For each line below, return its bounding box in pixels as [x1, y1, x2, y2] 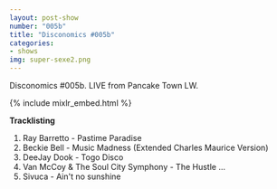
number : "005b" [9, 22, 67, 31]
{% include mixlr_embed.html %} [9, 98, 132, 109]
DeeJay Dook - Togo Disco [22, 152, 124, 163]
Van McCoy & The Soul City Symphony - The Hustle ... [22, 162, 226, 172]
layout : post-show [9, 13, 79, 23]
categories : [9, 38, 54, 48]
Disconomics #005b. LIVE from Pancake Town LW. [9, 80, 199, 90]
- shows [9, 47, 39, 56]
